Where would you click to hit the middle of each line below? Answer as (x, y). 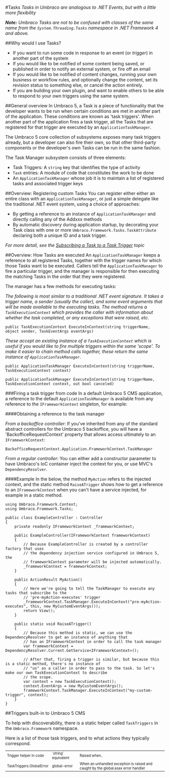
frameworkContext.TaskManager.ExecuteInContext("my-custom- (88, 690)
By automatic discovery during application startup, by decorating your (86, 224)
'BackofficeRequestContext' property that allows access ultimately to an (80, 434)
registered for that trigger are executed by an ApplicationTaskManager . (78, 127)
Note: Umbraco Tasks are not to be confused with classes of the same (79, 23)
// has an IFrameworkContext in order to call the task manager (93, 642)
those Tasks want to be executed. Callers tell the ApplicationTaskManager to (84, 266)
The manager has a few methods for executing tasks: (61, 286)
